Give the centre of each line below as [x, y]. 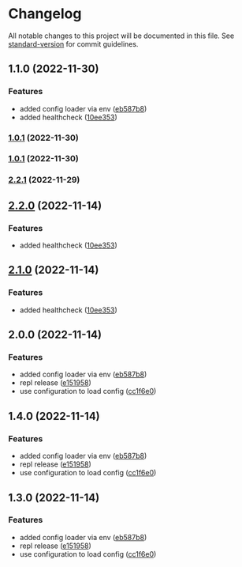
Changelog [45, 14]
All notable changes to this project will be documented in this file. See [121, 36]
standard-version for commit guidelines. [73, 43]
